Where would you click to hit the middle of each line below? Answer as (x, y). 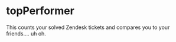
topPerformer (40, 11)
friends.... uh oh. (26, 33)
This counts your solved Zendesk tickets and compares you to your (88, 27)
